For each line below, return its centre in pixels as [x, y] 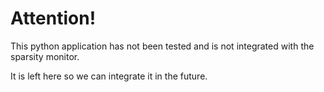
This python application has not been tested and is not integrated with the [162, 46]
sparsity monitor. [45, 56]
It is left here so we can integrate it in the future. [109, 76]
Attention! [53, 18]
